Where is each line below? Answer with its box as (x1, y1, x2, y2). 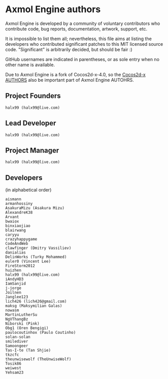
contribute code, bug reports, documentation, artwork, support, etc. (5, 25, 148, 31)
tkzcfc (5, 352, 19, 358)
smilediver (5, 339, 28, 344)
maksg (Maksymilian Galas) (5, 303, 62, 308)
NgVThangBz (5, 317, 28, 322)
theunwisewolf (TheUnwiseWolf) (5, 357, 72, 362)
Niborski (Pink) (5, 321, 40, 326)
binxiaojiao (5, 224, 30, 229)
